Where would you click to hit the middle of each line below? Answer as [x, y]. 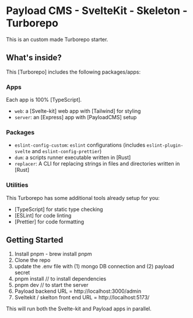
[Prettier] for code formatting [49, 222]
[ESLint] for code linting [43, 215]
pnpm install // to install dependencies [60, 279]
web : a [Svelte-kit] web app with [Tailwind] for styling [78, 111]
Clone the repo [32, 260]
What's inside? [34, 58]
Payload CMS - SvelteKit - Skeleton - [97, 11]
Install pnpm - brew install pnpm [53, 254]
